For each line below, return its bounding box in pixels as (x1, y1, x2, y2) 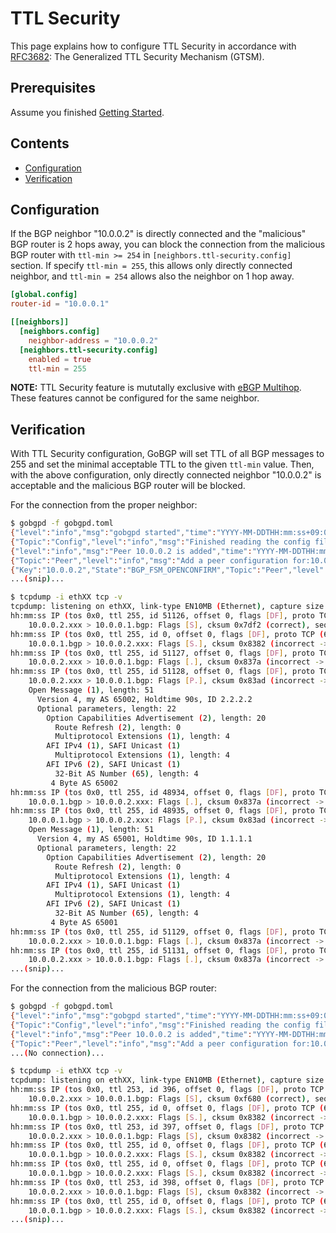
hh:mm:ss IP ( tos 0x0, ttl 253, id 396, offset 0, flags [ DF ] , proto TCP (10, 1085, 325, 1095)
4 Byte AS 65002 (50, 778, 118, 788)
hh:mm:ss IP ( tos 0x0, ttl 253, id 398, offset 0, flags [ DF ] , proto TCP (10, 1177, 325, 1187)
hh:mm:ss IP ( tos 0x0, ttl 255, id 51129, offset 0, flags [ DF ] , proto (10, 927, 315, 937)
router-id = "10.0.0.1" (10, 299, 110, 309)
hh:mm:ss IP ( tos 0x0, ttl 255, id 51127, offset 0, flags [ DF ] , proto (10, 648, 315, 658)
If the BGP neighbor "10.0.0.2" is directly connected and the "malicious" (10, 228, 307, 240)
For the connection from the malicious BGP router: (10, 982, 218, 994)
